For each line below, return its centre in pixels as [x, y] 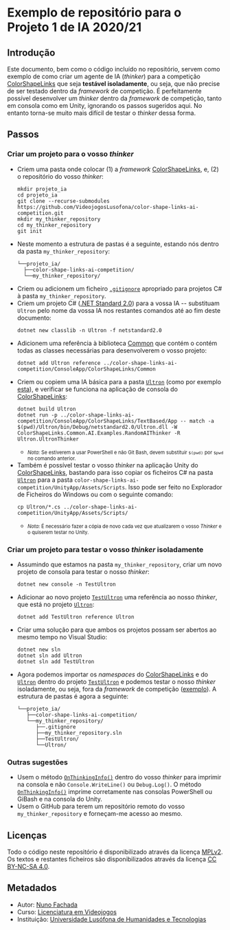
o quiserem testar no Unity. [58, 532]
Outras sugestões [38, 762]
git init [30, 231]
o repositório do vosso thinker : [60, 176]
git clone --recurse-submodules [63, 201]
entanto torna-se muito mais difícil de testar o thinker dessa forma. [102, 113]
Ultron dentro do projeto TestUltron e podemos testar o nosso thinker [116, 681]
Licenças [27, 835]
